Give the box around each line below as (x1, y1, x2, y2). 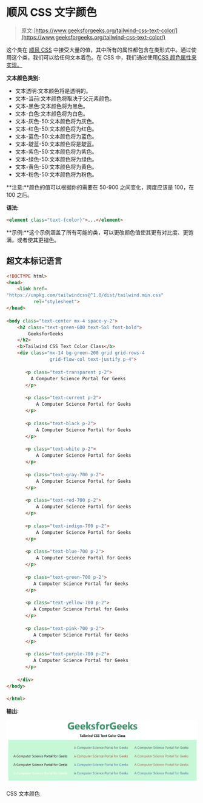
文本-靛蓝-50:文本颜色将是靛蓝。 (15, 140, 98, 148)
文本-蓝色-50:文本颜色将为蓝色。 (15, 132, 98, 140)
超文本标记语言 (6, 256, 62, 266)
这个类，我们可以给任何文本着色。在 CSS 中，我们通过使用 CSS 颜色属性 (11, 53, 192, 61)
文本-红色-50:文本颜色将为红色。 (15, 125, 98, 132)
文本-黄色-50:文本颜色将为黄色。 (15, 163, 98, 170)
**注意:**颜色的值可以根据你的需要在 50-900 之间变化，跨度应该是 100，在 (6, 183, 195, 191)
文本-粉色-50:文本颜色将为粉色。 (15, 171, 98, 178)
